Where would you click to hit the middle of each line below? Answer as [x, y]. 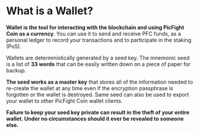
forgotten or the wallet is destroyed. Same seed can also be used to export [97, 94]
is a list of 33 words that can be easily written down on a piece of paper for [98, 64]
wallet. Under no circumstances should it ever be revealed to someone [95, 118]
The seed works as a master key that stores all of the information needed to [99, 82]
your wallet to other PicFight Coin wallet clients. [64, 101]
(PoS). [14, 46]
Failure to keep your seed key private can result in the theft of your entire [98, 112]
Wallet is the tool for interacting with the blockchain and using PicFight [95, 27]
